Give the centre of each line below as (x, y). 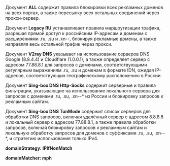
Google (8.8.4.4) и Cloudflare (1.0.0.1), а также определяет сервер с (78, 59)
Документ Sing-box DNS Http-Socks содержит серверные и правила (81, 85)
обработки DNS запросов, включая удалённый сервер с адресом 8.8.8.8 (84, 117)
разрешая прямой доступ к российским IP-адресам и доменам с (76, 33)
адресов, (15, 75)
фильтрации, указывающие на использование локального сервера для (82, 91)
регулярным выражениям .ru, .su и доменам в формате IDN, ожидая (80, 70)
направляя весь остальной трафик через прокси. (59, 44)
